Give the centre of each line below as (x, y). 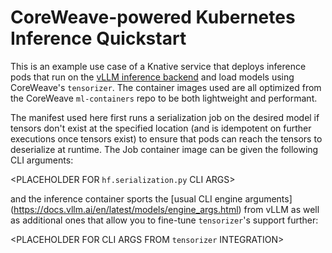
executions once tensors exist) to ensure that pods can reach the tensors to (166, 138)
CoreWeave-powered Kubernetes (153, 17)
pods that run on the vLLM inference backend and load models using (152, 77)
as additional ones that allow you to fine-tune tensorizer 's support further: (164, 220)
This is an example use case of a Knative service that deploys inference (158, 66)
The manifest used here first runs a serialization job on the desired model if (165, 117)
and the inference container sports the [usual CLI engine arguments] (151, 198)
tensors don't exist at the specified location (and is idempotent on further (161, 128)
